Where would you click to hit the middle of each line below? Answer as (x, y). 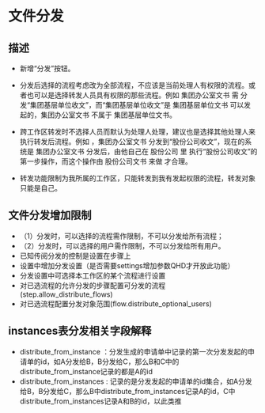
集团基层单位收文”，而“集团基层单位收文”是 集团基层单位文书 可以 (137, 105)
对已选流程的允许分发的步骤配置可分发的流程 (93, 285)
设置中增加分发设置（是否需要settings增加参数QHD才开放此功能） (127, 265)
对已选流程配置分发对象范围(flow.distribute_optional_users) (115, 303)
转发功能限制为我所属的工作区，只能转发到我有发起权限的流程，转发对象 (137, 178)
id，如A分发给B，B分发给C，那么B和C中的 (110, 362)
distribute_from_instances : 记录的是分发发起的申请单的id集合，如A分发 (136, 381)
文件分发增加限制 (50, 216)
